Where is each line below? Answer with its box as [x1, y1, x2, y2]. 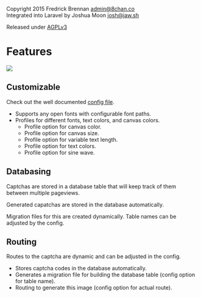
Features [6, 45, 52, 58]
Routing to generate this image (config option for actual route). [15, 284, 172, 292]
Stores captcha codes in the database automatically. [15, 265, 147, 272]
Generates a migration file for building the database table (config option [15, 271, 196, 279]
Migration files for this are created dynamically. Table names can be [6, 212, 177, 220]
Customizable [6, 82, 61, 93]
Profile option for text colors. [24, 142, 96, 150]
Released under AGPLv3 [6, 24, 68, 30]
